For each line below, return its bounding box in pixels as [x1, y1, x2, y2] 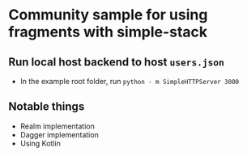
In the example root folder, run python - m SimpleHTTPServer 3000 [19, 77, 240, 86]
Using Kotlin [19, 138, 61, 148]
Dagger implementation [19, 129, 99, 139]
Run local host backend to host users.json [8, 55, 224, 69]
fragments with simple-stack [8, 23, 208, 41]
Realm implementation [19, 121, 95, 131]
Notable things [8, 99, 85, 114]
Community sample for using [8, 6, 208, 24]
